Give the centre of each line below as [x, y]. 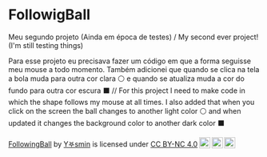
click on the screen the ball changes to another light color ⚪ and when [125, 111]
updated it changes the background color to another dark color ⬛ [117, 123]
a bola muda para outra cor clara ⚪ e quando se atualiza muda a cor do [127, 78]
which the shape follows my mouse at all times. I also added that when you [132, 102]
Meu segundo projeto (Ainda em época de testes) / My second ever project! [133, 37]
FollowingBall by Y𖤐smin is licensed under [79, 144]
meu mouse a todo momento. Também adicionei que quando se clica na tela [134, 69]
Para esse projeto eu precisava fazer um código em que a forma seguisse [130, 61]
